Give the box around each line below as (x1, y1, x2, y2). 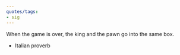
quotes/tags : (6, 8, 39, 15)
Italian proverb (14, 42, 50, 49)
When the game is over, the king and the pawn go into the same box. (6, 30, 175, 37)
